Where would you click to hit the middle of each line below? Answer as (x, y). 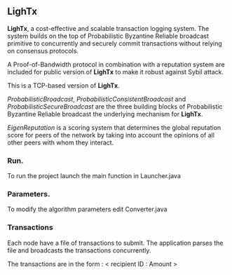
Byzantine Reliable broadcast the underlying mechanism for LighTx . (105, 114)
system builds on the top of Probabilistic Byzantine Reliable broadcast (108, 36)
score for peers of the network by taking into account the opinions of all (111, 135)
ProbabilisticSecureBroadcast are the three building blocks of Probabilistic (115, 106)
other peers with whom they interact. (61, 142)
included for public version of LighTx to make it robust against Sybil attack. (116, 72)
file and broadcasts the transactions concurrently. (79, 250)
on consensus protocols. (43, 51)
